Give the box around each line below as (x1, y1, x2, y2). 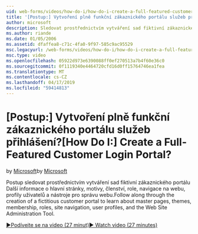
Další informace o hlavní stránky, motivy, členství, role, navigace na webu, (6, 185, 186, 192)
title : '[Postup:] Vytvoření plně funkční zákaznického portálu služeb (6, 14, 186, 20)
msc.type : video (6, 52, 46, 58)
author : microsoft (6, 19, 51, 25)
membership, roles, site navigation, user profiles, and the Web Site (6, 203, 168, 210)
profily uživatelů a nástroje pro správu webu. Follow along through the (6, 191, 175, 198)
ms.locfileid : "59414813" (6, 85, 70, 91)
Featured (6, 148, 51, 162)
